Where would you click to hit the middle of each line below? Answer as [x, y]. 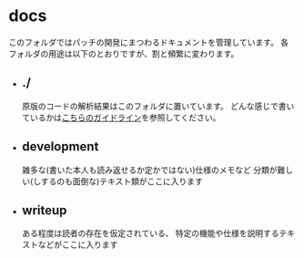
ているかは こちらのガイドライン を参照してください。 [121, 117]
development [60, 147]
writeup [44, 210]
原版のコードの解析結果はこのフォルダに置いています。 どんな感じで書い [158, 106]
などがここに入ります [78, 245]
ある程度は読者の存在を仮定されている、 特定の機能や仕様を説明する [150, 233]
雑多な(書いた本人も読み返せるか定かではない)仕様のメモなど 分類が [149, 170]
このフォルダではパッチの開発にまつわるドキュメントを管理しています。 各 [149, 42]
